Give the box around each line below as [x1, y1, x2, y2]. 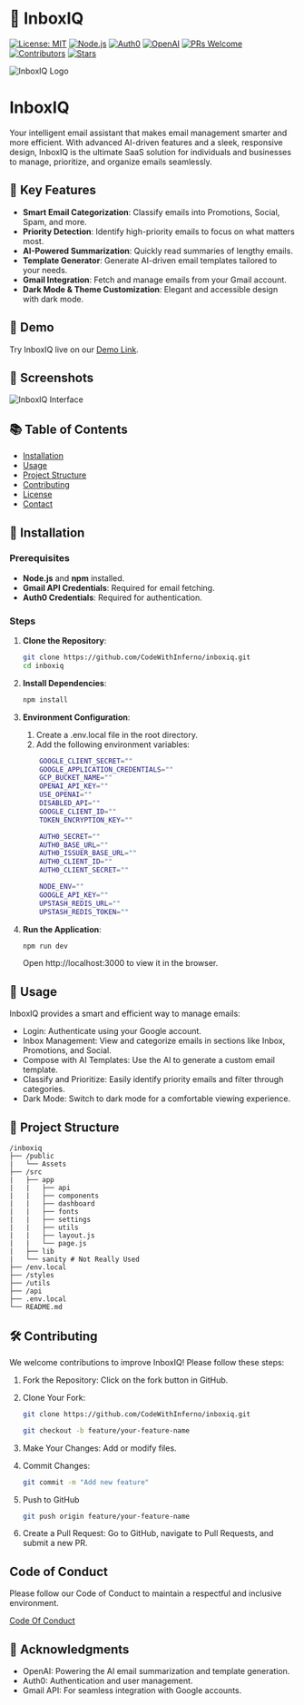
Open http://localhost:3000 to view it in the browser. [22, 958, 219, 969]
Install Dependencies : [22, 677, 107, 688]
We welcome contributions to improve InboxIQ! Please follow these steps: [9, 1356, 285, 1367]
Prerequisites [9, 552, 70, 565]
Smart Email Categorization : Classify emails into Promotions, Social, [22, 206, 280, 217]
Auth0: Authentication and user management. [22, 1675, 193, 1687]
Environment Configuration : [22, 712, 131, 723]
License [22, 489, 53, 500]
